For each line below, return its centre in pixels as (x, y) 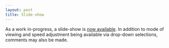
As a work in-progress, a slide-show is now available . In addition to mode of (84, 29)
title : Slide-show (25, 15)
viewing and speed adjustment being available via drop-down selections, (82, 34)
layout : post (19, 10)
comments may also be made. (37, 40)
